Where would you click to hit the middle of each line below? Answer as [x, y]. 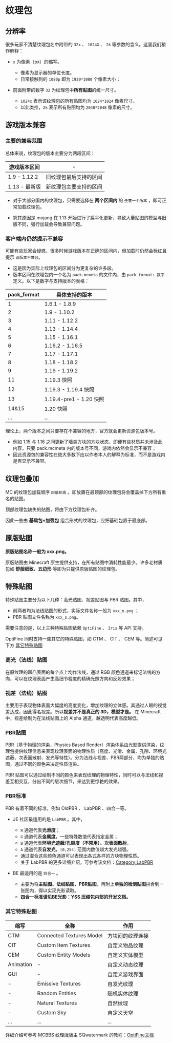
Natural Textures [57, 1003]
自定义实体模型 [125, 955]
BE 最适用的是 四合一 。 [37, 873]
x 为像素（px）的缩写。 [37, 62]
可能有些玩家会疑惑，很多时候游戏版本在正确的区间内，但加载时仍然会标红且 [86, 251]
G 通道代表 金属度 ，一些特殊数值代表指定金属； [69, 836]
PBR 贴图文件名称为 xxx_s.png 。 [47, 617]
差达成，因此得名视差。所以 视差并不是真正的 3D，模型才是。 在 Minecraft [83, 712]
